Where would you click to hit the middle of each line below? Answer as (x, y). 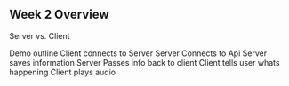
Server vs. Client (40, 35)
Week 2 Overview (59, 15)
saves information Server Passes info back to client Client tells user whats (144, 62)
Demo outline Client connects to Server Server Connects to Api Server (138, 53)
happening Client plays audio (63, 72)
